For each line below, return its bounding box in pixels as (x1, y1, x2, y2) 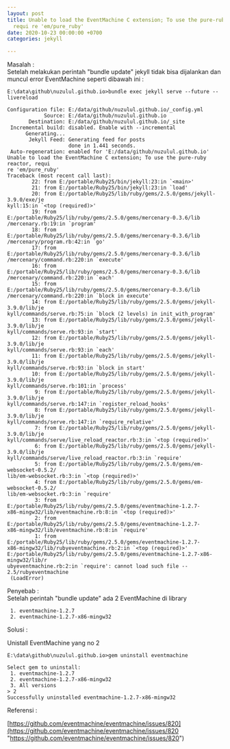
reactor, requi (7, 161, 51, 168)
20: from (31, 190, 57, 198)
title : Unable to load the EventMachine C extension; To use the (7, 16, 197, 23)
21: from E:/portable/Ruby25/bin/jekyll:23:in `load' (31, 185, 188, 192)
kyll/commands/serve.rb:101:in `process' (7, 382, 127, 390)
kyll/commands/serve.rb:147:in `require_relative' (7, 419, 155, 426)
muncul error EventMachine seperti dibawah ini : (7, 75, 144, 83)
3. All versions (10, 682, 57, 689)
